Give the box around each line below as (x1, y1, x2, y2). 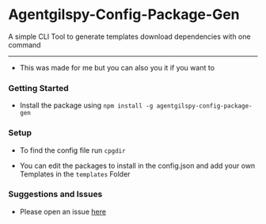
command (8, 40, 41, 49)
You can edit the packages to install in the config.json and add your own (19, 161, 256, 170)
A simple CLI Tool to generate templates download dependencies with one (8, 32, 251, 41)
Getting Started (8, 82, 69, 93)
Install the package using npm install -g (19, 101, 154, 110)
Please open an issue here (19, 207, 107, 216)
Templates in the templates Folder (19, 169, 131, 179)
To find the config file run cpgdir (19, 145, 126, 155)
